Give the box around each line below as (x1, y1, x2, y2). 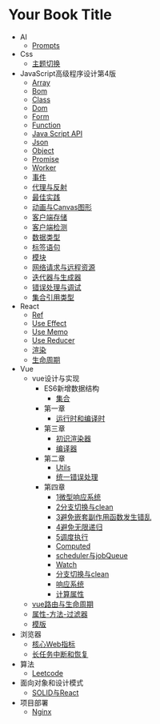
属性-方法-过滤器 (31, 609, 88, 618)
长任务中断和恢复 (31, 649, 89, 658)
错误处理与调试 (31, 282, 82, 292)
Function (31, 120, 62, 130)
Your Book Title (8, 6, 112, 24)
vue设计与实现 (31, 373, 80, 383)
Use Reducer (31, 335, 75, 345)
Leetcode (31, 668, 64, 678)
